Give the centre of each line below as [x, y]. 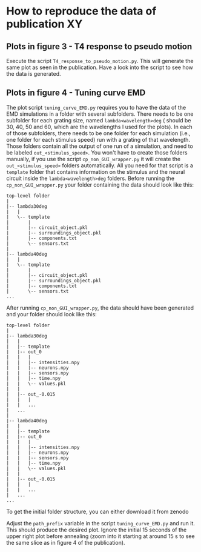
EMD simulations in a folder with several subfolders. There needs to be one [100, 114]
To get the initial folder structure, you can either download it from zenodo [97, 511]
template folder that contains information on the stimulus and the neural [96, 171]
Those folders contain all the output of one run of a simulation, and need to [100, 146]
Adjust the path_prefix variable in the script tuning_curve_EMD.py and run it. [101, 523]
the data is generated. [34, 74]
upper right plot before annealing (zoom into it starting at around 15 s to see [100, 536]
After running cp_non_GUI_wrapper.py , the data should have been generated [100, 308]
